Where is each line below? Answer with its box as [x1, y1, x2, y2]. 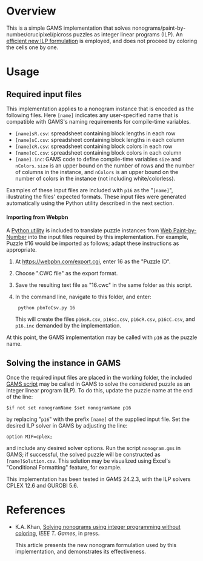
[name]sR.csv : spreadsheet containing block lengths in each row [15, 129, 176, 137]
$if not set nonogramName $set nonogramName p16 [6, 405, 131, 411]
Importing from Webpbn [6, 213, 68, 221]
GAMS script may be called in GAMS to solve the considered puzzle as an [6, 380, 191, 388]
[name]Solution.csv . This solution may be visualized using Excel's [6, 457, 171, 465]
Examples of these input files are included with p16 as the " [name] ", [6, 186, 173, 193]
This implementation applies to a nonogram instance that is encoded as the [6, 105, 194, 112]
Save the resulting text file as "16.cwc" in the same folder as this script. [15, 281, 193, 289]
